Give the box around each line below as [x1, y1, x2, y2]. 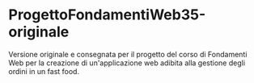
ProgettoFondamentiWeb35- [8, 6, 206, 24]
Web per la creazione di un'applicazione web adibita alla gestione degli [8, 58, 245, 68]
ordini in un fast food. [8, 66, 79, 76]
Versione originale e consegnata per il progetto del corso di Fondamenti [8, 49, 248, 59]
